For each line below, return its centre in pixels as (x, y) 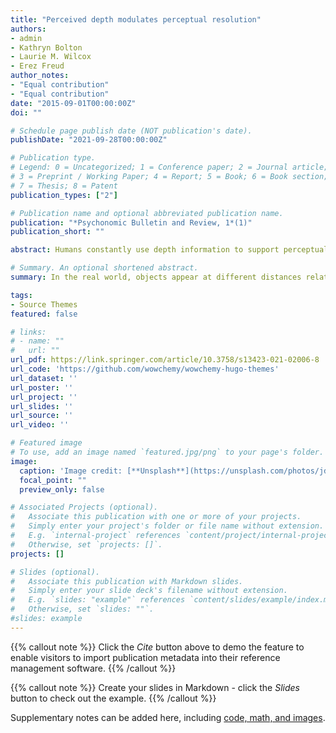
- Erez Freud (37, 66)
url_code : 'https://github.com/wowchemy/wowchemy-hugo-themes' (145, 369)
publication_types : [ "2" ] (64, 195)
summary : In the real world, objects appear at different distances (156, 277)
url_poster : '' (42, 387)
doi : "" (26, 112)
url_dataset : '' (44, 378)
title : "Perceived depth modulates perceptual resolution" (136, 19)
